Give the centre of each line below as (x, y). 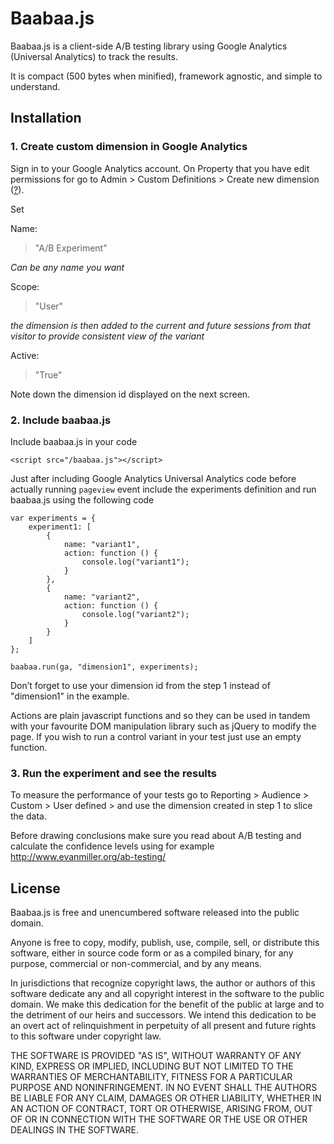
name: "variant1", (102, 544)
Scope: (25, 286)
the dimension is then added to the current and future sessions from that (160, 325)
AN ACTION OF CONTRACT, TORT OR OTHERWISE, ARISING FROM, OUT (161, 1109)
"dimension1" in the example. (70, 696)
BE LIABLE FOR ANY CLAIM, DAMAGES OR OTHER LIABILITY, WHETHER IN (166, 1098)
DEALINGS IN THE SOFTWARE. (74, 1130)
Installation (46, 118)
